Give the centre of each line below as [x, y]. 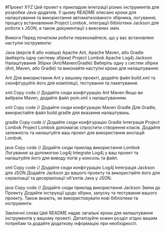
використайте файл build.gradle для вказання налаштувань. [68, 113]
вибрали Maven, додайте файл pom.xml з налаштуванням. [66, 98]
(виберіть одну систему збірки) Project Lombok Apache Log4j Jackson [79, 58]
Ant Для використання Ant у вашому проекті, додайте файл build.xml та [80, 78]
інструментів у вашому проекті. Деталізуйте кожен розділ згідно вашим [81, 218]
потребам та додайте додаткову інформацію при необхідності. [71, 223]
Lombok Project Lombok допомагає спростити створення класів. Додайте [83, 127]
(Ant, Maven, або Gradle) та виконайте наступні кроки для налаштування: [82, 68]
